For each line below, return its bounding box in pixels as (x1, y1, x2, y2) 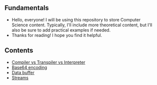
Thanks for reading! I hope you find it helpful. (11, 32, 103, 38)
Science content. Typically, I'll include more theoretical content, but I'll (11, 22, 153, 28)
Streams (11, 75, 29, 81)
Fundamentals (4, 4, 49, 12)
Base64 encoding (11, 64, 47, 70)
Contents (4, 46, 34, 55)
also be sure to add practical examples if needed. (11, 27, 111, 33)
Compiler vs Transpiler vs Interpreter (11, 59, 86, 65)
